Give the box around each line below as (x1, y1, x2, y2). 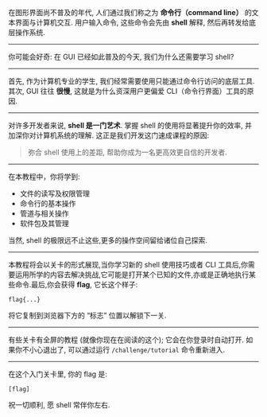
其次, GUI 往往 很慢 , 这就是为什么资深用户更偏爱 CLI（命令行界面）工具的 (8, 87, 248, 95)
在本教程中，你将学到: (8, 172, 81, 181)
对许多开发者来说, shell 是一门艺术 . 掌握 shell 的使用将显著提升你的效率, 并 (8, 121, 253, 130)
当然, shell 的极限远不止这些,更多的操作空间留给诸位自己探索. (8, 236, 208, 245)
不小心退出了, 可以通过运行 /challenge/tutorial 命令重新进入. (21, 345, 225, 354)
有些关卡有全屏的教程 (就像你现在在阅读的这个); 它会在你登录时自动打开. (8, 335, 245, 345)
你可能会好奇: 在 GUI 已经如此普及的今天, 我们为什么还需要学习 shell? (8, 52, 234, 61)
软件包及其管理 (19, 219, 69, 228)
